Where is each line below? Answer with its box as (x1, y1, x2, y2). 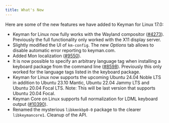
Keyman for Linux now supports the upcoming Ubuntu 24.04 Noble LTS (12, 74, 161, 80)
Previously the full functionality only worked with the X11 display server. (12, 36, 161, 43)
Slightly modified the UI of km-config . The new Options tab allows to (12, 42, 154, 48)
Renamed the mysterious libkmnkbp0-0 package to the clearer (12, 106, 141, 112)
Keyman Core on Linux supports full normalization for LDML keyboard (12, 96, 158, 102)
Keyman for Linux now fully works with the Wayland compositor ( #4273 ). (12, 31, 164, 37)
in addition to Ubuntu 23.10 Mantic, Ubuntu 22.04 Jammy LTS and (12, 79, 150, 86)
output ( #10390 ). (12, 101, 48, 107)
